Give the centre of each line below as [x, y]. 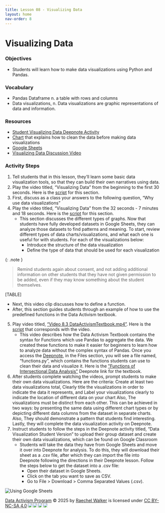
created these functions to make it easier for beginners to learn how [88, 345]
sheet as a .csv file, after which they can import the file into [80, 455]
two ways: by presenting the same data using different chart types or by [85, 408]
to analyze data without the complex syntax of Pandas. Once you [85, 350]
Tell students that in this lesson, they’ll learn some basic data [74, 177]
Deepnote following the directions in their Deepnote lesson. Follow [87, 460]
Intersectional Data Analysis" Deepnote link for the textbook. [81, 371]
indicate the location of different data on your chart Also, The [74, 397]
